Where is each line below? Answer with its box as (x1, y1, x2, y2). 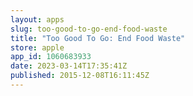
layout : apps (10, 14, 65, 25)
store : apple (10, 42, 65, 53)
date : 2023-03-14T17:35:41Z (10, 61, 128, 71)
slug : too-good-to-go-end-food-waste (10, 24, 168, 34)
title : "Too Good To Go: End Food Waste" (10, 33, 186, 43)
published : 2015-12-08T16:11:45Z (10, 71, 150, 81)
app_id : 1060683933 (10, 52, 92, 62)
